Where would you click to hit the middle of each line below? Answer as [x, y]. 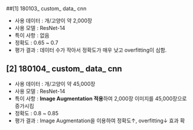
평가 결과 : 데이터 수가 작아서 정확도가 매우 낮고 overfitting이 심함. [91, 50]
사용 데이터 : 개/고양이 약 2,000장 [53, 21]
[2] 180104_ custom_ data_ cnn [64, 69]
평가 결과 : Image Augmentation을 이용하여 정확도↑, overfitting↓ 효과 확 [100, 121]
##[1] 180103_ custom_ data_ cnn [46, 9]
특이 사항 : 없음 [32, 35]
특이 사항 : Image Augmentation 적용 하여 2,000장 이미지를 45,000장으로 [101, 98]
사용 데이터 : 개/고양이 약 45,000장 [55, 84]
